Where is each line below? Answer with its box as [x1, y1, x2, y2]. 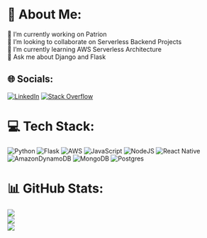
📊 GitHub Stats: [7, 180, 104, 196]
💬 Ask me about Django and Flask [7, 53, 106, 61]
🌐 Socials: [7, 73, 54, 85]
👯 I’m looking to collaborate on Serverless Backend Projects [7, 37, 182, 45]
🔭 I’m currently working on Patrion [7, 30, 107, 38]
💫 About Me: [7, 6, 82, 23]
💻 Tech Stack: [7, 118, 95, 134]
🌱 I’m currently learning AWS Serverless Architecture [7, 45, 162, 53]
